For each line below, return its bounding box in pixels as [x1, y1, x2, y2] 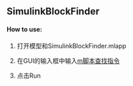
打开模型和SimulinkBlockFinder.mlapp [16, 41, 127, 50]
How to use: [6, 24, 43, 34]
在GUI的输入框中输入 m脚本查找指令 [16, 56, 120, 65]
